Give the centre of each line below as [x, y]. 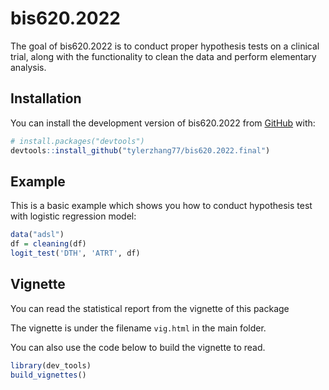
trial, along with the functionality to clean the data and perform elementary [163, 56]
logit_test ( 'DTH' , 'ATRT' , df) [75, 253]
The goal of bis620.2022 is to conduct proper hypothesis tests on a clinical [165, 46]
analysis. [28, 67]
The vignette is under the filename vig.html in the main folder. [138, 328]
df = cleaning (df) [48, 244]
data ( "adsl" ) [37, 235]
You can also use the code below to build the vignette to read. [138, 347]
